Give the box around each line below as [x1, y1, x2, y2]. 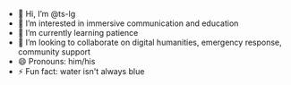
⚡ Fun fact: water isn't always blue [17, 66, 145, 76]
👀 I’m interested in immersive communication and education [17, 18, 239, 29]
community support [17, 47, 91, 57]
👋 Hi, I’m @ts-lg [17, 9, 76, 19]
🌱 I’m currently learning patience [17, 28, 139, 38]
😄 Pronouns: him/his [17, 56, 96, 66]
